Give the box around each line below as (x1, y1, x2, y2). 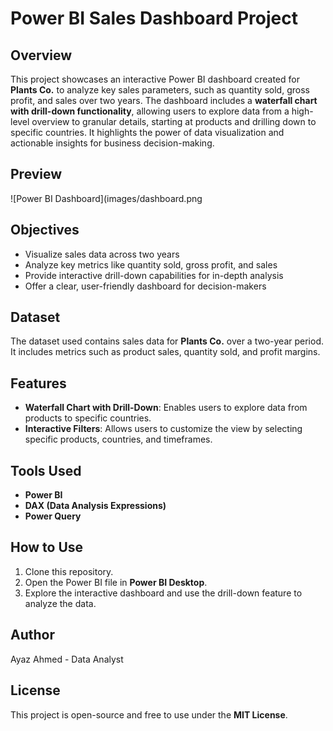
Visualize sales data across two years (24, 248, 180, 260)
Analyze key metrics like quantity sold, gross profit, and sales (24, 258, 278, 271)
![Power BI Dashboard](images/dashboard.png (10, 192, 203, 204)
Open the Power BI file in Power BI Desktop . (24, 576, 208, 588)
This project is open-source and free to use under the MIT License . (10, 708, 288, 721)
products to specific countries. (24, 412, 152, 424)
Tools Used (10, 462, 82, 479)
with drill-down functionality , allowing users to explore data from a (10, 105, 290, 117)
